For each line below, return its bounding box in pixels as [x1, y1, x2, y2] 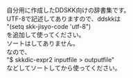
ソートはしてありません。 [6, 39, 79, 47]
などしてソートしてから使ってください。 [6, 64, 122, 72]
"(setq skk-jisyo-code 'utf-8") [6, 23, 91, 30]
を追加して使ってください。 [6, 30, 85, 39]
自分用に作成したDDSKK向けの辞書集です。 [6, 6, 130, 14]
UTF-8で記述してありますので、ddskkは [6, 14, 121, 23]
